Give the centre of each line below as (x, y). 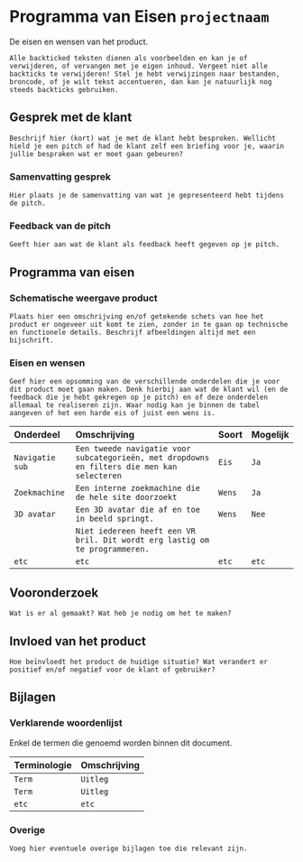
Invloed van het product (78, 641)
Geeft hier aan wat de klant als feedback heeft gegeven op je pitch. (145, 245)
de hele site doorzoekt (126, 497)
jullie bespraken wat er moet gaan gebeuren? (96, 154)
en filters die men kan (126, 467)
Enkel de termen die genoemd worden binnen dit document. (121, 743)
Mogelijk (270, 435)
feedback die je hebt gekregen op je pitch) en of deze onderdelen (139, 398)
